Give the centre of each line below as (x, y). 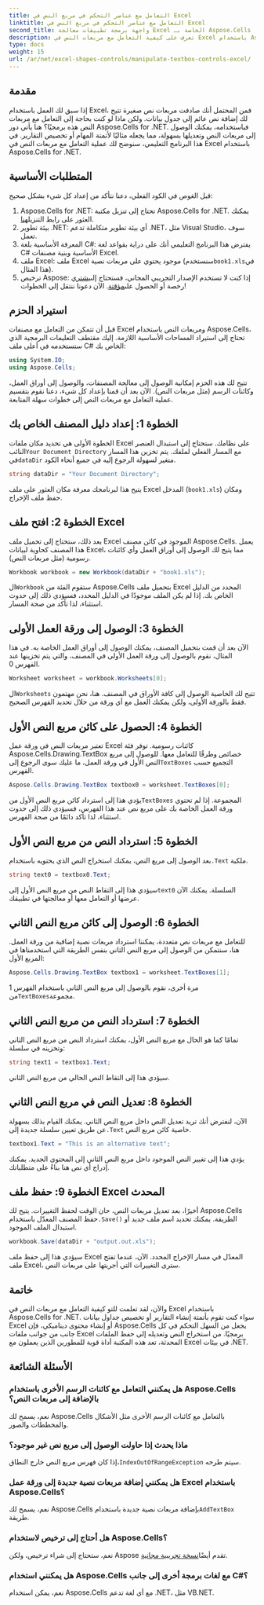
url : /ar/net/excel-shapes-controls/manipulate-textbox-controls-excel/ (130, 60)
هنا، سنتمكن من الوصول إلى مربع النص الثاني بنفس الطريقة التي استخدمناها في (124, 950)
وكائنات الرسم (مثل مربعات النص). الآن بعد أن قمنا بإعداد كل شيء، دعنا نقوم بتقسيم (131, 391)
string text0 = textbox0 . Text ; (60, 874)
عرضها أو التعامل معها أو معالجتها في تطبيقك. (74, 898)
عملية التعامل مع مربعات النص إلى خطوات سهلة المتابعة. (91, 399)
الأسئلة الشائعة (41, 1367)
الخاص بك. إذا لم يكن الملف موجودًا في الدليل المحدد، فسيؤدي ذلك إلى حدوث (121, 595)
